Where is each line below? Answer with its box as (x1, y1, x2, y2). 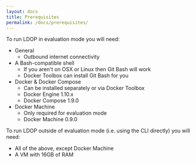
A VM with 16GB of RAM (14, 151, 74, 158)
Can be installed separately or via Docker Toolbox (23, 85, 145, 92)
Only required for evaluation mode (23, 109, 107, 117)
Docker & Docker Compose (14, 78, 81, 85)
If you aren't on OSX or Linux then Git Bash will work (23, 66, 151, 73)
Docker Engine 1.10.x (23, 91, 74, 98)
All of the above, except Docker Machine (14, 145, 114, 152)
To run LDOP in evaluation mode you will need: (6, 36, 120, 43)
